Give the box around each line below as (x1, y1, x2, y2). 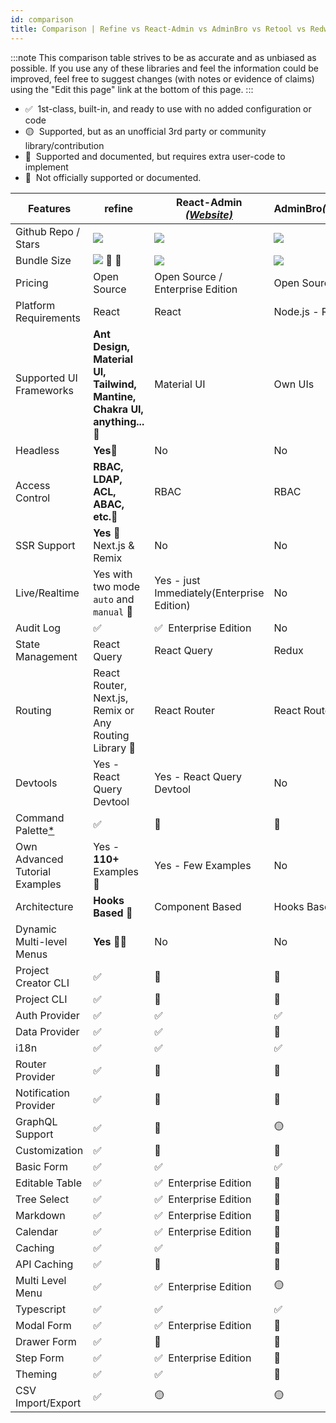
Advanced (15, 852, 64, 866)
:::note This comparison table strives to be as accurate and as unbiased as (10, 51, 317, 63)
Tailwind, (93, 377, 137, 391)
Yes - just (154, 573, 201, 587)
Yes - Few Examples (154, 858, 252, 872)
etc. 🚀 (93, 509, 118, 523)
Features (27, 201, 72, 215)
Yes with (93, 567, 133, 581)
